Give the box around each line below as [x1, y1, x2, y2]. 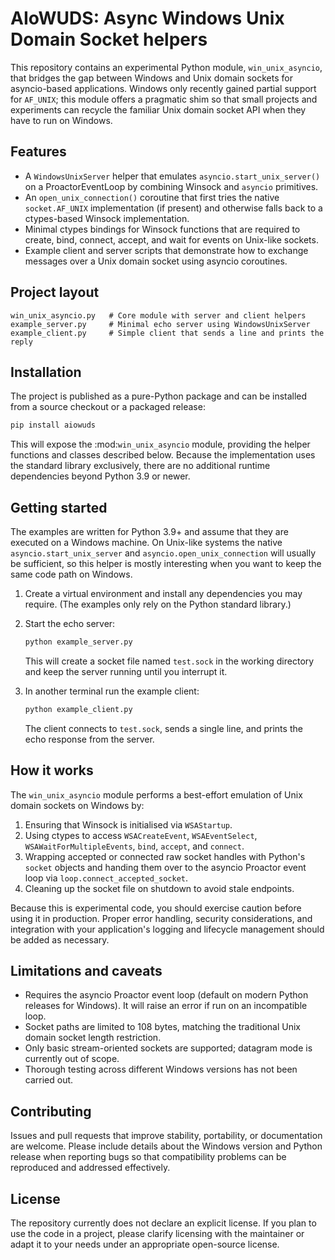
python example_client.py [24, 704, 133, 714]
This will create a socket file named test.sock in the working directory [24, 655, 315, 667]
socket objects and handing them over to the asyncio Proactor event [24, 861, 307, 873]
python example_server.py [24, 637, 133, 647]
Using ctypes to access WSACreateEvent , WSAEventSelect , [24, 829, 258, 841]
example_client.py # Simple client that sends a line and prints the [10, 328, 325, 338]
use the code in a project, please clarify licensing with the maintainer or [10, 1228, 305, 1240]
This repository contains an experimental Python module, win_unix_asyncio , [10, 61, 323, 73]
